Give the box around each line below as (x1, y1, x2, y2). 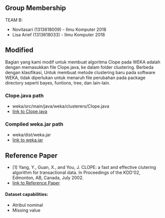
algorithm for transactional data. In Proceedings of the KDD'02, (12, 169, 140, 176)
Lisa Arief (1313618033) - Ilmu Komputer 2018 (12, 31, 105, 37)
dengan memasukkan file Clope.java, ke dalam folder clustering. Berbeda (5, 64, 154, 70)
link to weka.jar (12, 137, 43, 143)
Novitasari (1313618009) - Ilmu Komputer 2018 (12, 27, 107, 32)
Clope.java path (5, 92, 44, 99)
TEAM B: (5, 17, 23, 23)
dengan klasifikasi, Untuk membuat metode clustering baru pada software (5, 69, 156, 75)
